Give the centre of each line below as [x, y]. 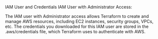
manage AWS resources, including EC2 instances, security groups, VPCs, [79, 21]
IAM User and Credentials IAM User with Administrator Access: [68, 7]
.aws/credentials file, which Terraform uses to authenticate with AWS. [75, 32]
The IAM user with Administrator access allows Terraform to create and [77, 16]
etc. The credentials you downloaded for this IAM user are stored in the [77, 26]
